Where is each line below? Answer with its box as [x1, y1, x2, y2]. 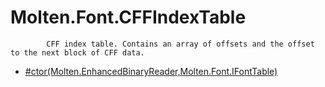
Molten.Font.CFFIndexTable [10, 6, 247, 29]
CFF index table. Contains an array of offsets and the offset [46, 39, 315, 49]
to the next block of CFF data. [10, 47, 145, 58]
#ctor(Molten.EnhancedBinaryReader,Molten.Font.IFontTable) [24, 65, 278, 77]
